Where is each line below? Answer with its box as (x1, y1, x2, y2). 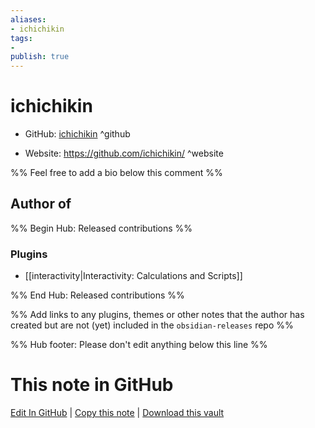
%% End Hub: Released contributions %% (10, 289, 185, 301)
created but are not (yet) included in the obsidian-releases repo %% (10, 319, 294, 331)
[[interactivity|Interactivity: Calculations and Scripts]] (24, 270, 243, 282)
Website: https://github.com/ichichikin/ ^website (24, 147, 224, 160)
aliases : (10, 14, 47, 25)
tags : (10, 33, 33, 43)
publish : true (10, 52, 70, 62)
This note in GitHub (10, 374, 174, 396)
